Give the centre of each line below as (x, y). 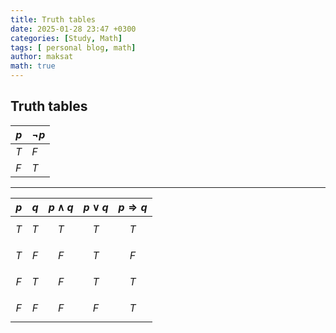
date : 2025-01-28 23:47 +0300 (73, 29)
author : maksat (42, 57)
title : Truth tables (53, 19)
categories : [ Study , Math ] (66, 38)
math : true (33, 66)
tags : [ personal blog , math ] (73, 47)
